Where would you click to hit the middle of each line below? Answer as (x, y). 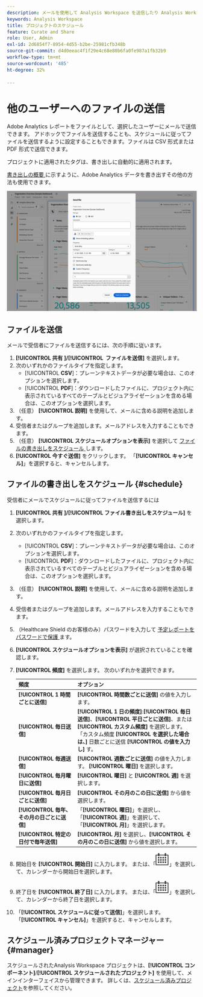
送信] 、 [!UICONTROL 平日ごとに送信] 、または (135, 719)
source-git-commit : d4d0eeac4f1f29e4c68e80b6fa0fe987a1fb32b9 (86, 51)
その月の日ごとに (39, 817)
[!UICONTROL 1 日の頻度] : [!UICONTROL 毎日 (134, 711)
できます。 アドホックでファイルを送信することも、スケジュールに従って (97, 134)
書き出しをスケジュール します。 (66, 448)
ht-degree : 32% (26, 70)
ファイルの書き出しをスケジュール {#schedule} (95, 484)
